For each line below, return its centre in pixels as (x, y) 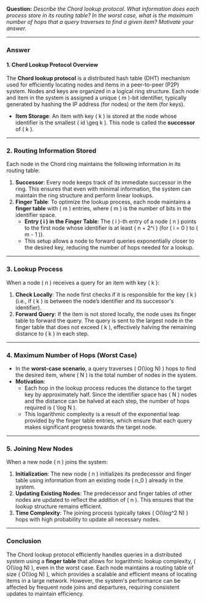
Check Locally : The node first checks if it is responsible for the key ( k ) (106, 294)
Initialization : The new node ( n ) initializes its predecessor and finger (103, 474)
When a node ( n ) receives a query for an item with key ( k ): (83, 283)
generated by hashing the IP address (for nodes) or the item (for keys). (96, 104)
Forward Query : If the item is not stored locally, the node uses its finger (105, 314)
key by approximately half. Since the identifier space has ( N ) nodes (111, 395)
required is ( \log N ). (51, 408)
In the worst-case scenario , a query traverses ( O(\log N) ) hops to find (105, 369)
